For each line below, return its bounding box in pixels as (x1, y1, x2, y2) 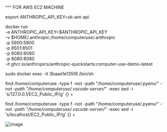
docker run (5, 24, 28, 30)
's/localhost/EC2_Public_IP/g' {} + (5, 111, 75, 117)
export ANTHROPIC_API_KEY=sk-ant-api (5, 14, 90, 20)
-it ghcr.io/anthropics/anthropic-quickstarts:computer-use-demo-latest (5, 61, 153, 67)
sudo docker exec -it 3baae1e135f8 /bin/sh (5, 71, 94, 77)
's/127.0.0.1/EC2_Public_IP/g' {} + (5, 91, 73, 97)
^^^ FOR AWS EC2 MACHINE (5, 5, 64, 10)
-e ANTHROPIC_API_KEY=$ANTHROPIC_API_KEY (5, 29, 108, 35)
